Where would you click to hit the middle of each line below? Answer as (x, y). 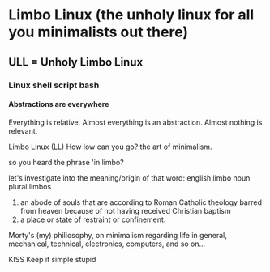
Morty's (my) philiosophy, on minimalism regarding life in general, (118, 235)
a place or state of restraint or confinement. (93, 219)
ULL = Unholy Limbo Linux (76, 62)
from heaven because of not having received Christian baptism (125, 210)
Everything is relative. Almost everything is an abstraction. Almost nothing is (135, 122)
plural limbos (30, 186)
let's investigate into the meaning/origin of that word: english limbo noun (129, 178)
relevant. (23, 130)
